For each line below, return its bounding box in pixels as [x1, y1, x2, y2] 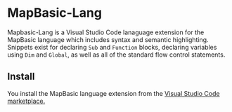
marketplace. [7, 97, 46, 105]
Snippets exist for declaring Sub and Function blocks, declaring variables [7, 43, 217, 51]
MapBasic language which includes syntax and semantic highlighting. [7, 35, 209, 43]
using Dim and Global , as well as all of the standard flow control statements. [7, 50, 226, 59]
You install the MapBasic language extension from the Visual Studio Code [7, 89, 220, 97]
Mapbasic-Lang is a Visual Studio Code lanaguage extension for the [7, 28, 205, 36]
